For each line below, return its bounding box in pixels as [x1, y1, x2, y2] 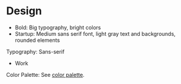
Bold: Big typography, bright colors [14, 24, 102, 31]
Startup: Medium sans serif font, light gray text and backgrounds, [14, 30, 176, 37]
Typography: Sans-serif [6, 48, 65, 55]
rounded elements [14, 36, 60, 43]
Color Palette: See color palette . [6, 71, 85, 78]
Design [6, 4, 42, 18]
